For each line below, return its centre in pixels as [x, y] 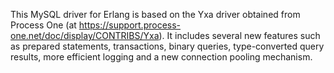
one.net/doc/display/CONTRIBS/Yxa [85, 35]
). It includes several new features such [239, 35]
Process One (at [43, 25]
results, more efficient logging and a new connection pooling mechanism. [161, 57]
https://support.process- [130, 25]
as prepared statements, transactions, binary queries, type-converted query [167, 46]
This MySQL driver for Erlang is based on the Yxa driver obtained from [155, 14]
